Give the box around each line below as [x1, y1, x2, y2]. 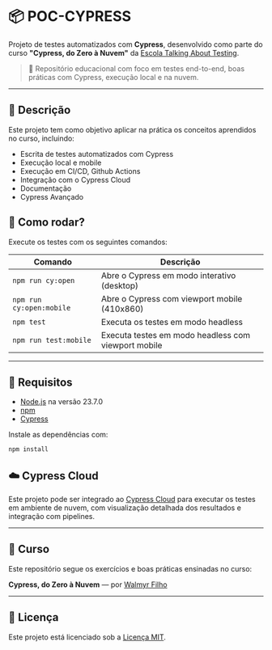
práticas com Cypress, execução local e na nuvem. [28, 72, 199, 82]
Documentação [19, 184, 72, 193]
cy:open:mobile [12, 303, 71, 312]
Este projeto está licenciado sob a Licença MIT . [8, 632, 166, 642]
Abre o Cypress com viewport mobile [100, 293, 243, 304]
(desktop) [100, 280, 139, 291]
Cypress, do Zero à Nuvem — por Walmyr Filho [8, 580, 168, 589]
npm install [8, 445, 49, 454]
